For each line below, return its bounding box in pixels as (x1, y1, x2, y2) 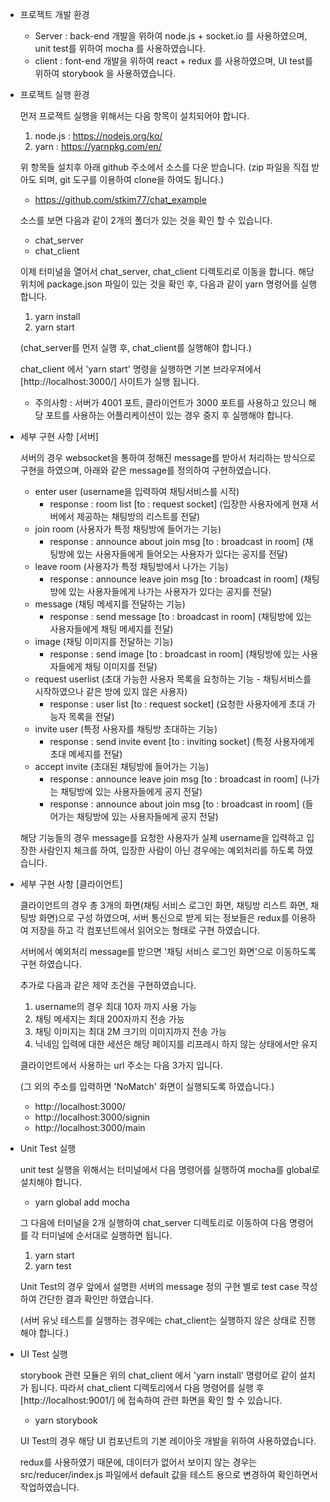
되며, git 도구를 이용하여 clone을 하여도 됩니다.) (38, 174, 225, 185)
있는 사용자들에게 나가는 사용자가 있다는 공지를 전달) (68, 586, 273, 597)
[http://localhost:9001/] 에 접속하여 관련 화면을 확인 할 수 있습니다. (19, 1394, 283, 1406)
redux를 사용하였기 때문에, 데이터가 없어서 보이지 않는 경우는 (19, 1456, 258, 1468)
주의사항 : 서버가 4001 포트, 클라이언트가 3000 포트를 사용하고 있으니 (34, 397, 307, 408)
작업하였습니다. (19, 1481, 80, 1493)
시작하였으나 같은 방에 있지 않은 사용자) (34, 686, 188, 697)
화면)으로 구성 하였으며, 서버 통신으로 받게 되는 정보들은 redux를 (38, 912, 290, 923)
